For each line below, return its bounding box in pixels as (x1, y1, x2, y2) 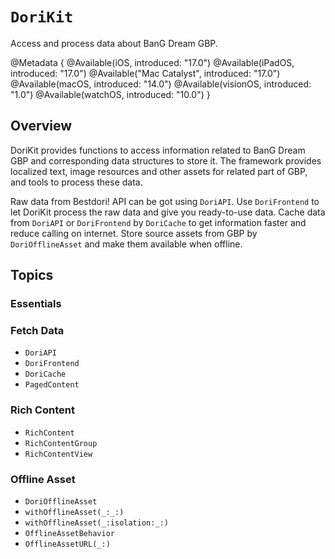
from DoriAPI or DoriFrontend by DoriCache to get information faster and (10, 216, 307, 228)
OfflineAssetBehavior (24, 528, 115, 538)
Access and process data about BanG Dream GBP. (10, 37, 218, 49)
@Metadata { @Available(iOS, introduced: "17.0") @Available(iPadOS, (10, 56, 295, 68)
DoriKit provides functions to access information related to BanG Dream (10, 144, 306, 156)
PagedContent (24, 380, 80, 390)
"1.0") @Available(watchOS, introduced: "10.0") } (10, 88, 211, 100)
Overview (10, 118, 73, 135)
